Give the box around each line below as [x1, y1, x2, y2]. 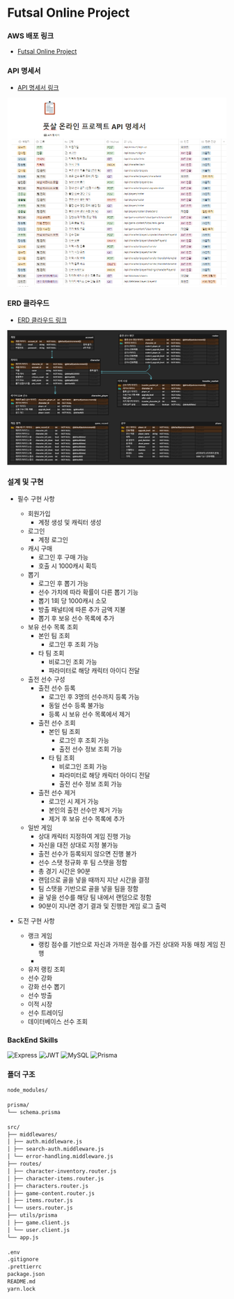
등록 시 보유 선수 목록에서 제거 [48, 709, 131, 718]
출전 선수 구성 [27, 675, 65, 683]
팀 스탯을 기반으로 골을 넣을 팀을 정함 [38, 884, 139, 892]
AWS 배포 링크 [7, 31, 54, 41]
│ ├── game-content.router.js [7, 1189, 95, 1197]
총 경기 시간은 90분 [38, 866, 91, 875]
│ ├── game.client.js [7, 1219, 70, 1226]
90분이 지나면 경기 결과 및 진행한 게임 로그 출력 [38, 901, 167, 910]
